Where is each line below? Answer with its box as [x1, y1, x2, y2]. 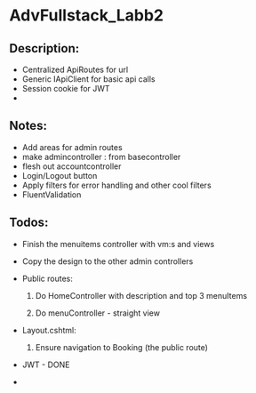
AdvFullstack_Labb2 [9, 5, 164, 26]
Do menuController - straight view [35, 308, 160, 318]
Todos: [9, 215, 49, 230]
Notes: [9, 118, 47, 133]
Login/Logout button [21, 170, 98, 180]
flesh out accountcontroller [21, 161, 122, 172]
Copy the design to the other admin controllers [21, 255, 194, 267]
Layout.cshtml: [21, 325, 77, 335]
